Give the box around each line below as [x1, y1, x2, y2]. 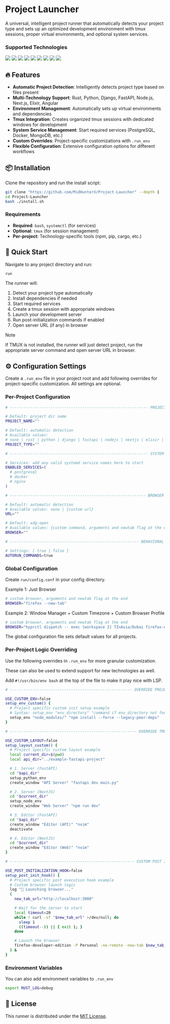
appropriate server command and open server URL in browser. [5, 347, 136, 353]
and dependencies [12, 111, 52, 117]
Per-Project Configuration [5, 393, 70, 400]
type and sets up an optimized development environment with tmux [5, 25, 146, 31]
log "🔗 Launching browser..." [10, 887, 73, 892]
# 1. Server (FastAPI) [10, 766, 58, 771]
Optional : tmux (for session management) [12, 228, 99, 234]
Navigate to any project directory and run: [5, 261, 93, 267]
